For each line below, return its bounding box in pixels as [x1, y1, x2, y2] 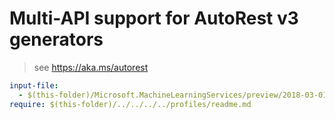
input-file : [9, 80, 59, 91]
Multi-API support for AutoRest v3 [9, 7, 299, 30]
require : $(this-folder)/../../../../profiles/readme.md [9, 99, 252, 109]
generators [9, 28, 104, 51]
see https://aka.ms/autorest [33, 61, 149, 73]
